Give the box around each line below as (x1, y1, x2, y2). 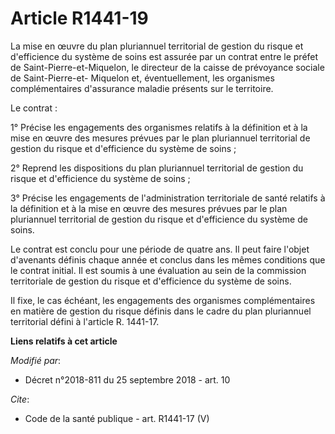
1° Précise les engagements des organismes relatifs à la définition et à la (10, 121, 308, 133)
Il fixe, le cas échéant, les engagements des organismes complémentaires (10, 294, 316, 306)
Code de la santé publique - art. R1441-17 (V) (24, 412, 210, 424)
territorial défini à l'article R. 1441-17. (10, 315, 160, 327)
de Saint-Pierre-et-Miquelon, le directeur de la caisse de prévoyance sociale (10, 61, 325, 73)
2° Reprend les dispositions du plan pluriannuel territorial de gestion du (10, 162, 304, 174)
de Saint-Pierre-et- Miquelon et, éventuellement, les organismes (10, 72, 275, 84)
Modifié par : (10, 354, 62, 366)
